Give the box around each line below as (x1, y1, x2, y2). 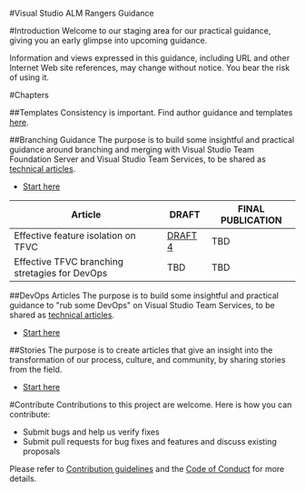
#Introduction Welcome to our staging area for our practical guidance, (9, 25, 271, 35)
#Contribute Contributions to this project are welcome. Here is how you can (9, 399, 292, 410)
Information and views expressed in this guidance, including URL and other (9, 53, 290, 63)
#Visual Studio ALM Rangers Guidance (9, 8, 154, 18)
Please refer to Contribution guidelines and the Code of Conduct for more (9, 464, 285, 474)
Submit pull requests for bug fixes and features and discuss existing (22, 436, 277, 446)
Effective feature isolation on (14, 229, 136, 242)
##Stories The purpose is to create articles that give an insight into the (9, 345, 273, 356)
